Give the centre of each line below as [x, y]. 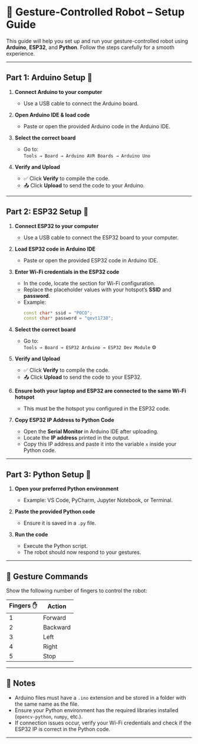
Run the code [31, 535]
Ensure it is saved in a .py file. [60, 523]
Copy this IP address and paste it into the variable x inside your [100, 444]
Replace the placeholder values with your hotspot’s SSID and [98, 290]
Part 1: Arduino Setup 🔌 [49, 78]
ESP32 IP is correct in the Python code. [62, 729]
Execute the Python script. [56, 546]
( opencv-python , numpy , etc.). [49, 716]
